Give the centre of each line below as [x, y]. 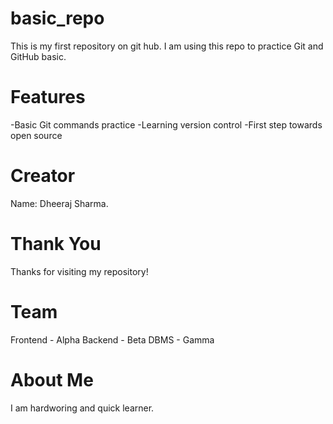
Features [48, 97]
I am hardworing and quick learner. [82, 408]
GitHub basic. [38, 56]
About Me [52, 379]
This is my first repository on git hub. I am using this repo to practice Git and [167, 46]
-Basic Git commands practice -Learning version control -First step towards [166, 124]
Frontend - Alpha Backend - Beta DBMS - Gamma [112, 339]
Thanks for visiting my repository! [79, 271]
